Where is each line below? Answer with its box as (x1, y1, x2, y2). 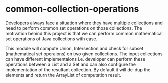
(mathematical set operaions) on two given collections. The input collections (5, 51, 163, 57)
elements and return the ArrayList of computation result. (5, 72, 121, 78)
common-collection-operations (5, 3, 139, 15)
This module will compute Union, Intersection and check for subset (5, 45, 144, 51)
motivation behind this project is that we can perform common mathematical (5, 30, 163, 36)
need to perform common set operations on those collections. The (5, 25, 142, 31)
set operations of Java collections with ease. (5, 36, 98, 42)
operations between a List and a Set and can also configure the (5, 61, 136, 67)
